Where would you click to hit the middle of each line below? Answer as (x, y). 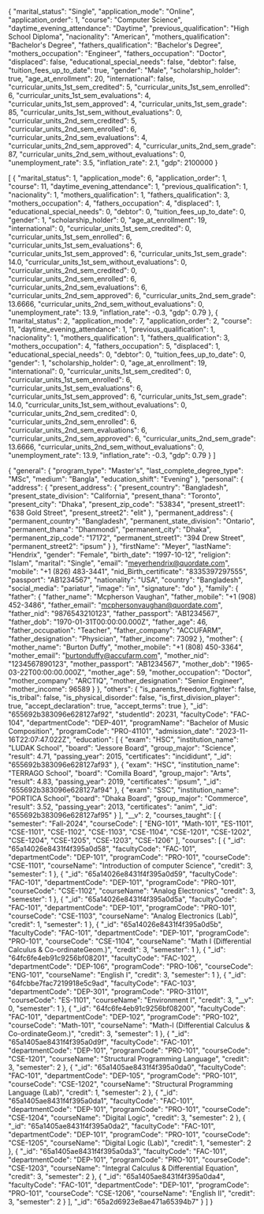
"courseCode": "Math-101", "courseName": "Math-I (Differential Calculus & (129, 1025)
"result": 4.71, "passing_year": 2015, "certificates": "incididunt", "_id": (120, 756)
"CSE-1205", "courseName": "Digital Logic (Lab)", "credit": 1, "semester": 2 (130, 1143)
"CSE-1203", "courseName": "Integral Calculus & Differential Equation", (123, 1168)
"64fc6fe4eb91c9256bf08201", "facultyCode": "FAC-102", (102, 958)
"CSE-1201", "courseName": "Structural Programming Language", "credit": (129, 1059)
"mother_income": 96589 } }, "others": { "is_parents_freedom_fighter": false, (132, 689)
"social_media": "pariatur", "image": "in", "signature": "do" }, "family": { (123, 588)
